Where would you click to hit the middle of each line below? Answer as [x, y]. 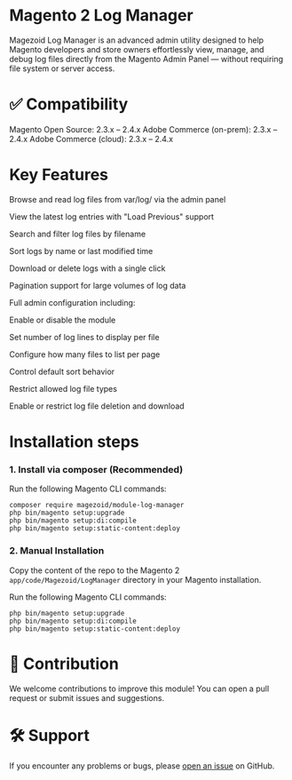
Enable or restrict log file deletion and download [97, 406]
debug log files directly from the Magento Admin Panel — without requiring [146, 59]
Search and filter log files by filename [78, 234]
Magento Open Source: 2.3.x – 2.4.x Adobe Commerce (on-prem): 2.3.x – [143, 129]
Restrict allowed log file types [63, 388]
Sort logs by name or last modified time [81, 251]
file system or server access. [62, 68]
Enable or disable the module [63, 320]
